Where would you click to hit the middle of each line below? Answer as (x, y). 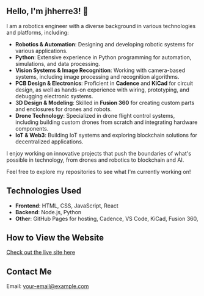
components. (32, 128)
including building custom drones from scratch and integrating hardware (106, 122)
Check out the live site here (41, 252)
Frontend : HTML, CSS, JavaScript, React (67, 206)
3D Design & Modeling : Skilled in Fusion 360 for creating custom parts (105, 103)
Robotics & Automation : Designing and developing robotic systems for (104, 44)
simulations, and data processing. (58, 63)
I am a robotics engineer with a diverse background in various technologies (101, 26)
